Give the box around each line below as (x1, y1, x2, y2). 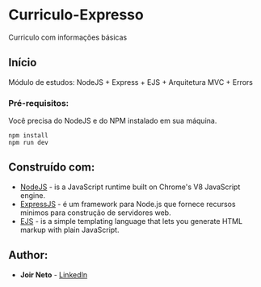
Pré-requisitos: (8, 97, 69, 108)
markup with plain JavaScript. (19, 225, 120, 234)
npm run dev (8, 139, 48, 147)
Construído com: (8, 160, 95, 175)
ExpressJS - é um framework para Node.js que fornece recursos (19, 199, 236, 209)
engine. (19, 190, 46, 200)
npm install (8, 132, 48, 140)
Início (8, 56, 37, 70)
